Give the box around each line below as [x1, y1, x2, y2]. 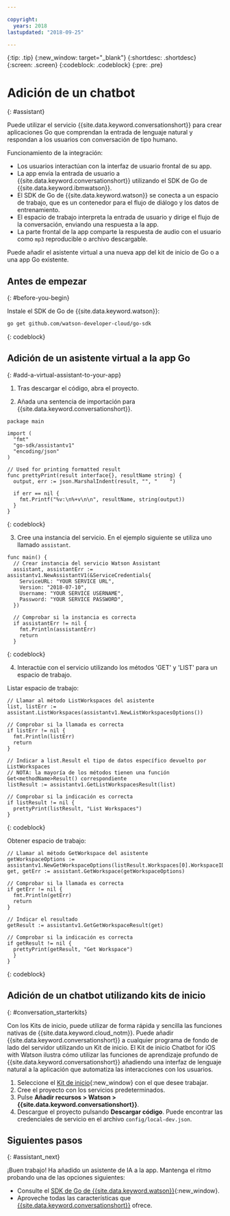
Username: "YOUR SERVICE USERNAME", [19, 589, 125, 597]
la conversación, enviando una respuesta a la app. [16, 220, 159, 229]
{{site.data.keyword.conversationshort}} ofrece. [16, 1202, 153, 1210]
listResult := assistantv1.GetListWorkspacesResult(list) [7, 781, 176, 788]
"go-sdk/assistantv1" [13, 442, 75, 449]
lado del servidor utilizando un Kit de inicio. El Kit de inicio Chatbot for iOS [7, 1043, 216, 1051]
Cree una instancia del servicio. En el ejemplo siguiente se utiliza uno [16, 533, 212, 541]
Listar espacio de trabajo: [7, 683, 79, 692]
